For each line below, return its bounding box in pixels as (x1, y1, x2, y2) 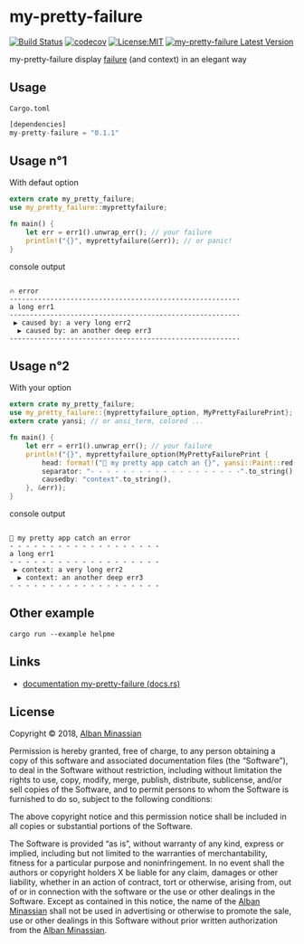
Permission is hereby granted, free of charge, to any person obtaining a (9, 746, 276, 757)
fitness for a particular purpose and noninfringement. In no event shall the (9, 857, 285, 869)
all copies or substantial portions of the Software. (9, 821, 193, 832)
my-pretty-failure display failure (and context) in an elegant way (9, 53, 247, 64)
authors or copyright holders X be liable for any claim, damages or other (9, 867, 279, 878)
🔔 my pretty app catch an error (9, 533, 131, 543)
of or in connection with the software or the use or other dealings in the (9, 886, 276, 897)
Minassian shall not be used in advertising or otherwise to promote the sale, (9, 906, 292, 917)
